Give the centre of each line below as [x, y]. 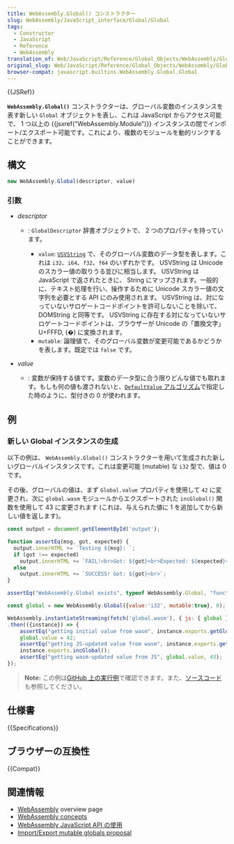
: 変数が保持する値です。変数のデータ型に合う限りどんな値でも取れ [124, 378]
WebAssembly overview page [60, 809]
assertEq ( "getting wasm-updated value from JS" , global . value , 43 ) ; [121, 657]
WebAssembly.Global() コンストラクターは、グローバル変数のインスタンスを [115, 106]
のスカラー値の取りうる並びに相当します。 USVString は [119, 272]
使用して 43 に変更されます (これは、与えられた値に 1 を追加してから [118, 507]
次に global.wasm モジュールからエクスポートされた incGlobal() [123, 499]
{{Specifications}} [33, 728]
